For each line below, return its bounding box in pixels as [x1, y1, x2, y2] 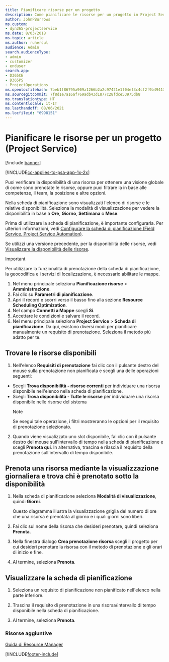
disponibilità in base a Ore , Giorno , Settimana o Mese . [5, 210, 119, 216]
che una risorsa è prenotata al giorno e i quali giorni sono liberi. [12, 514, 144, 520]
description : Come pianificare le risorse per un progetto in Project [5, 12, 156, 17]
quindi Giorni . [12, 499, 41, 505]
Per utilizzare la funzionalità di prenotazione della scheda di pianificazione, [5, 265, 160, 271]
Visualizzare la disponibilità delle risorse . [5, 246, 90, 252]
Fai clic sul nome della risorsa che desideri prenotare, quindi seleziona [12, 523, 158, 529]
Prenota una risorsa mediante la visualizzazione [5, 464, 159, 473]
